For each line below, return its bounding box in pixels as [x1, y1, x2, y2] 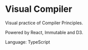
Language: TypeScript [5, 39, 50, 45]
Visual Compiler [5, 3, 73, 15]
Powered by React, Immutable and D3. [5, 29, 83, 35]
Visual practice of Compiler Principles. [5, 20, 83, 26]
